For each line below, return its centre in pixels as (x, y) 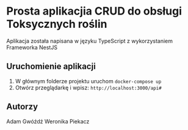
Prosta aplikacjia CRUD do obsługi (94, 11)
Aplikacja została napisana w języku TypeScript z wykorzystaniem (89, 41)
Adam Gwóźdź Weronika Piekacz (48, 121)
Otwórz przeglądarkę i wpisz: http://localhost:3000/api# (88, 87)
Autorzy (22, 107)
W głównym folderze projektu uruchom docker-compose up (88, 81)
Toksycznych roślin (57, 24)
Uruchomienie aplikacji (51, 67)
